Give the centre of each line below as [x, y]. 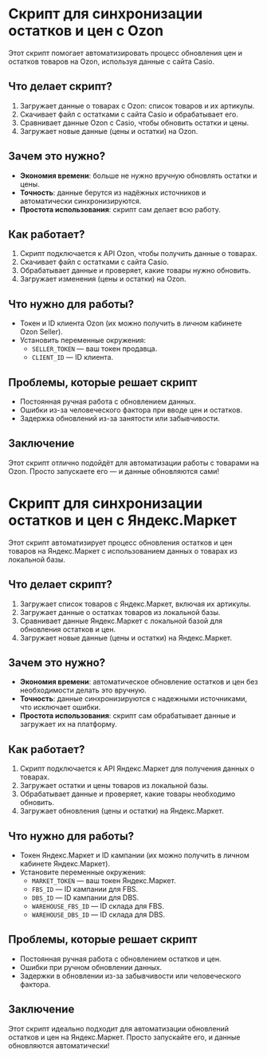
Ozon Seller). [41, 332]
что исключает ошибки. [60, 708]
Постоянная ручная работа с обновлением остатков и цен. [120, 959]
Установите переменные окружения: [82, 872]
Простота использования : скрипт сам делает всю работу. [120, 209]
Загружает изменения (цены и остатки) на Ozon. [103, 279]
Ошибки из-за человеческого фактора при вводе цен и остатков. [131, 410]
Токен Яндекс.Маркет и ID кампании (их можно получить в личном [134, 855]
